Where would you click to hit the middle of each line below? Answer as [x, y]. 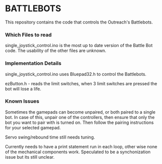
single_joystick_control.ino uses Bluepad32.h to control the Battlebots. [76, 74]
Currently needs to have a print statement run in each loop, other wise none [81, 146]
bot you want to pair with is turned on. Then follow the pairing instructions [79, 122]
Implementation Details [33, 63]
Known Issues [22, 101]
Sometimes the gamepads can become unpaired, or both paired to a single [80, 112]
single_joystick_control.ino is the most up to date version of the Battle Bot [79, 46]
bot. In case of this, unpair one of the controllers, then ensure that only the [80, 117]
